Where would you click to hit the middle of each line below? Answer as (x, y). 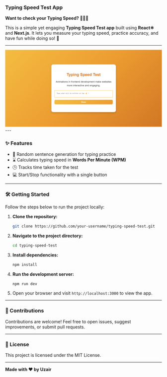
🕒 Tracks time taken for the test (45, 167)
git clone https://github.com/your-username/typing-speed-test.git (83, 226)
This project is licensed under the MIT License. (53, 355)
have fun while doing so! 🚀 (32, 38)
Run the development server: (43, 274)
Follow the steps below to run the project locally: (55, 207)
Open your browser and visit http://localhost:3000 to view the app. (82, 293)
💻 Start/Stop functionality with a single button (60, 175)
